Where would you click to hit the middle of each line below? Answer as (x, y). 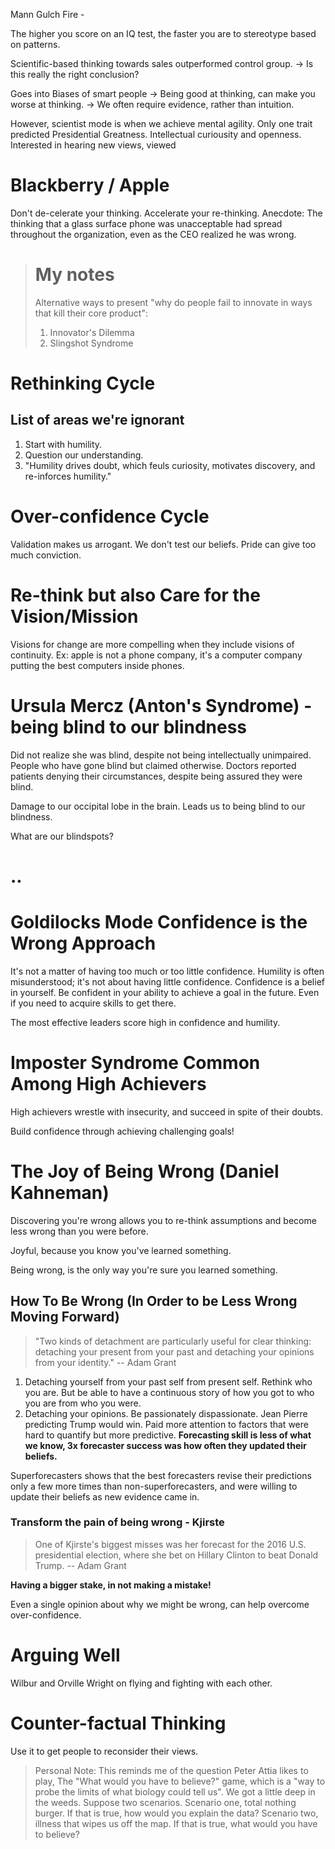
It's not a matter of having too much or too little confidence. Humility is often (167, 971)
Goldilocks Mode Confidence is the (159, 922)
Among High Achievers (108, 1084)
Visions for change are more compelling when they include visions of (152, 644)
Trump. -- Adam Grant (80, 1565)
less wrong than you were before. (79, 1231)
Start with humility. (63, 444)
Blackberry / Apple (90, 185)
